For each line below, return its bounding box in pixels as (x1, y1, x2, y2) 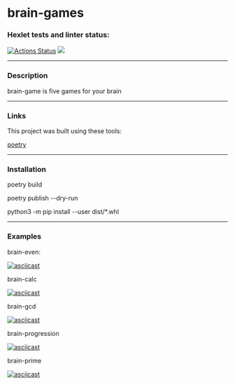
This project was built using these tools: (7, 127, 122, 135)
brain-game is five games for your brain (7, 86, 122, 95)
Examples (7, 231, 42, 241)
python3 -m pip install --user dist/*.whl (7, 208, 120, 216)
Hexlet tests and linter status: (7, 30, 110, 40)
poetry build (7, 180, 43, 189)
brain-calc (7, 275, 37, 283)
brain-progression (7, 329, 59, 337)
